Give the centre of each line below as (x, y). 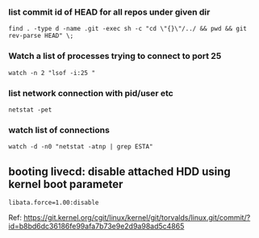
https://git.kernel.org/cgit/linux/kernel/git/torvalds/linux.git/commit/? (137, 217)
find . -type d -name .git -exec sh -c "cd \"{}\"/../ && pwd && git (128, 29)
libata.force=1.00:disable (54, 203)
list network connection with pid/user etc (91, 93)
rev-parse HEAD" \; (41, 36)
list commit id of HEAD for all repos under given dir (109, 12)
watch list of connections (59, 130)
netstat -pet (30, 110)
